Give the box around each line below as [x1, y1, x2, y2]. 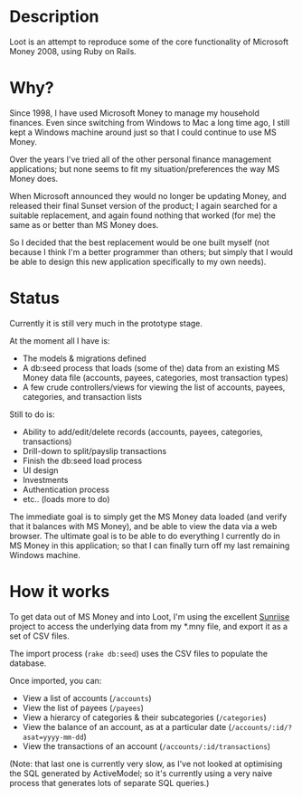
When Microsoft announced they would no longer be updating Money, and [9, 190, 287, 201]
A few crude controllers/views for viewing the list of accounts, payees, [22, 382, 286, 393]
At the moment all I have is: [9, 335, 110, 346]
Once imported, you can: [9, 675, 102, 686]
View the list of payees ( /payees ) [22, 702, 145, 713]
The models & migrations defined [22, 353, 146, 364]
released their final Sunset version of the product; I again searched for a [9, 200, 278, 211]
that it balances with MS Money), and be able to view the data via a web [9, 520, 278, 531]
